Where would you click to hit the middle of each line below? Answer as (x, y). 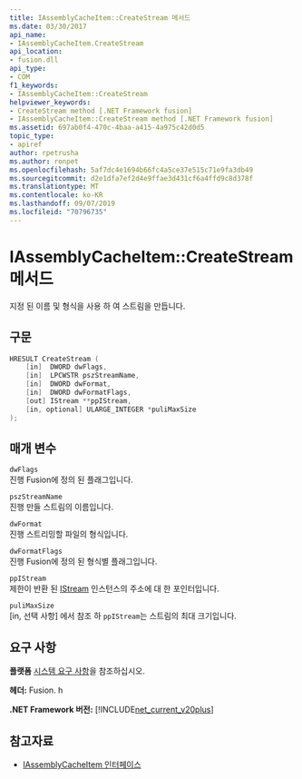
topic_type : (32, 136)
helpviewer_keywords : (50, 102)
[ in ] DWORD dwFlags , (66, 367)
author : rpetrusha (44, 153)
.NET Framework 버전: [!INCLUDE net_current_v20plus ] (112, 710)
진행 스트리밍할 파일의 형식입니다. (69, 534)
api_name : (28, 35)
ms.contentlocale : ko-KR (56, 195)
